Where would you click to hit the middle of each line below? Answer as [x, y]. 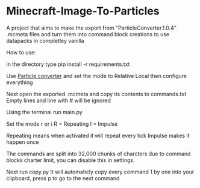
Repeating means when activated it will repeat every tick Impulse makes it [98, 135]
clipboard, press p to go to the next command [63, 178]
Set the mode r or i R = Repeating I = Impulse [62, 124]
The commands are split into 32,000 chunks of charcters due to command [98, 154]
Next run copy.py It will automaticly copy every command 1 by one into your [100, 172]
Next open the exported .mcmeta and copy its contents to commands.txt [96, 94]
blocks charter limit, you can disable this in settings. [71, 160]
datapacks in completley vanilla [45, 41]
